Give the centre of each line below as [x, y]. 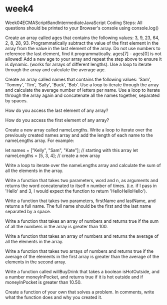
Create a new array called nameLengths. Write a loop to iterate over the [79, 130]
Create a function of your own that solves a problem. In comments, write [80, 292]
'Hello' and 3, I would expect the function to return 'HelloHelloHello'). [76, 191]
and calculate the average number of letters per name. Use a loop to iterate [83, 90]
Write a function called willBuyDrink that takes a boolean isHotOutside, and [82, 271]
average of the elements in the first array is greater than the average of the [82, 256]
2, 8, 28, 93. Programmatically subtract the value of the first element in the [82, 43]
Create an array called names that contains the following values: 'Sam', [78, 79]
